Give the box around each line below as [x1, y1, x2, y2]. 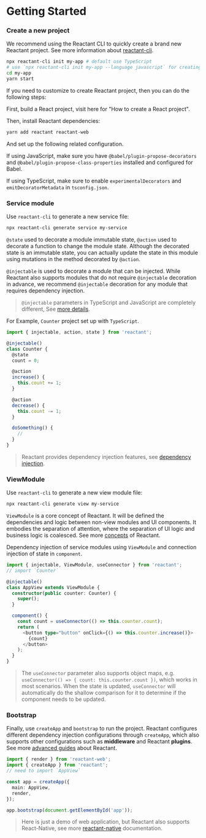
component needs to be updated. [21, 695, 106, 703]
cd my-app [6, 70, 32, 76]
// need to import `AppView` [6, 768, 81, 774]
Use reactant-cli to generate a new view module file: [6, 489, 143, 496]
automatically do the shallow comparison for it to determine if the [21, 689, 186, 697]
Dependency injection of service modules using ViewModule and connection [6, 544, 197, 551]
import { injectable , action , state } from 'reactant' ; [6, 329, 152, 335]
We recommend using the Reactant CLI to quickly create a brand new [6, 40, 182, 47]
